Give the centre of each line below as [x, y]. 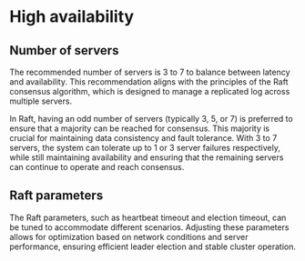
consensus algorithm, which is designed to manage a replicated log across [150, 91]
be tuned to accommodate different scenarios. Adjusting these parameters [149, 227]
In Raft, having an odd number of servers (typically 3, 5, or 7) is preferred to [151, 119]
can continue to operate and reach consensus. [97, 167]
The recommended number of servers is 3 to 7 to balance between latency [150, 72]
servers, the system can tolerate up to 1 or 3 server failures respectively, [145, 148]
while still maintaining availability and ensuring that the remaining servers [147, 157]
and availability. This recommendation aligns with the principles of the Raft [149, 82]
